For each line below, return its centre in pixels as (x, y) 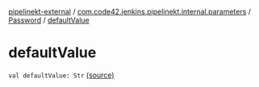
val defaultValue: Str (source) (61, 75)
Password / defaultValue (49, 20)
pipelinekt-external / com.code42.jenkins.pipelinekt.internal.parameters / (130, 12)
